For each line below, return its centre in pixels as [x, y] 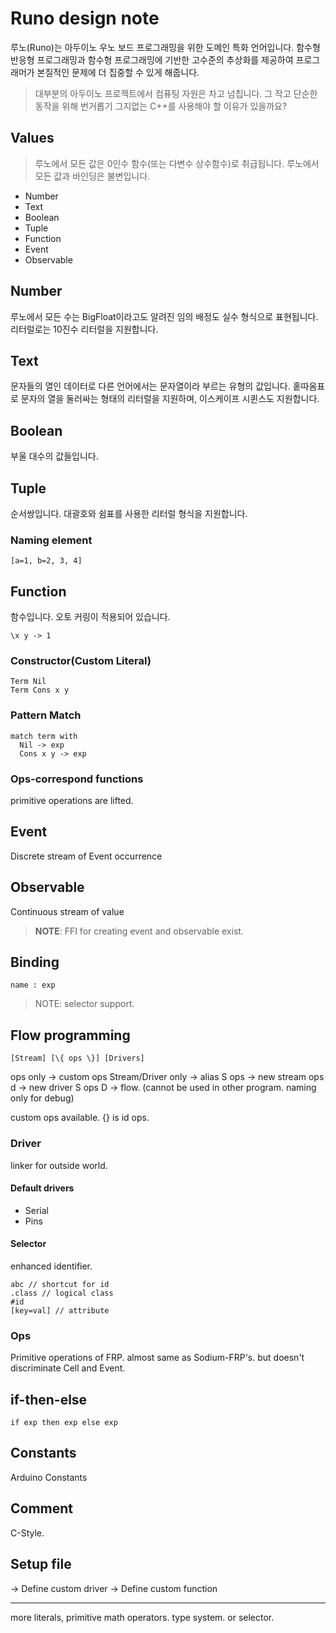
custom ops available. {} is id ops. [80, 1118]
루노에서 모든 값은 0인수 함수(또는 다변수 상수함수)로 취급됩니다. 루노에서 [177, 163]
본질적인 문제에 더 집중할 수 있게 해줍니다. [118, 72]
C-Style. [27, 1533]
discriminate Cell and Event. [68, 1368]
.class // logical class [62, 1293]
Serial [36, 1210]
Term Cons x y [40, 690]
